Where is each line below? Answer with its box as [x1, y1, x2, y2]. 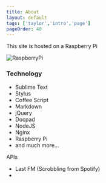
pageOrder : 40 [6, 26, 42, 32]
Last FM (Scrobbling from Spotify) [15, 165, 101, 172]
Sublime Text [15, 83, 48, 91]
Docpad [15, 116, 35, 123]
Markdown [15, 103, 42, 110]
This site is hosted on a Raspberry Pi [6, 43, 98, 50]
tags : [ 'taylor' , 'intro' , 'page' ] [6, 20, 91, 26]
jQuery [15, 109, 32, 116]
